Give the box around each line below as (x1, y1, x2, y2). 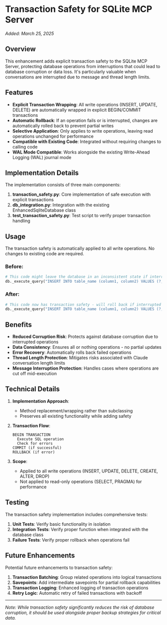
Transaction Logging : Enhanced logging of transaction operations (12, 585, 149, 591)
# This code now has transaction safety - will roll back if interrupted (5, 302, 162, 307)
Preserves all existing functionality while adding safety (19, 413, 132, 419)
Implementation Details (5, 168, 79, 177)
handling (12, 218, 31, 224)
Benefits (5, 320, 32, 329)
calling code (12, 144, 38, 150)
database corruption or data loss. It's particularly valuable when (5, 69, 136, 75)
